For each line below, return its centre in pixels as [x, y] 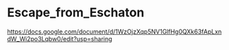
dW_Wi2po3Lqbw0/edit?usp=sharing [60, 38]
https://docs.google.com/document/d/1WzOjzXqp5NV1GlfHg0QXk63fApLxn [114, 32]
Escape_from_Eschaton [76, 13]
